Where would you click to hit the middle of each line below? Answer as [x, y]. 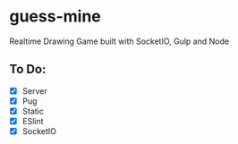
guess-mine [55, 17]
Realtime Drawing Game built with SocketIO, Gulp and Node [119, 41]
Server [34, 90]
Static [33, 111]
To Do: [28, 69]
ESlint [33, 121]
